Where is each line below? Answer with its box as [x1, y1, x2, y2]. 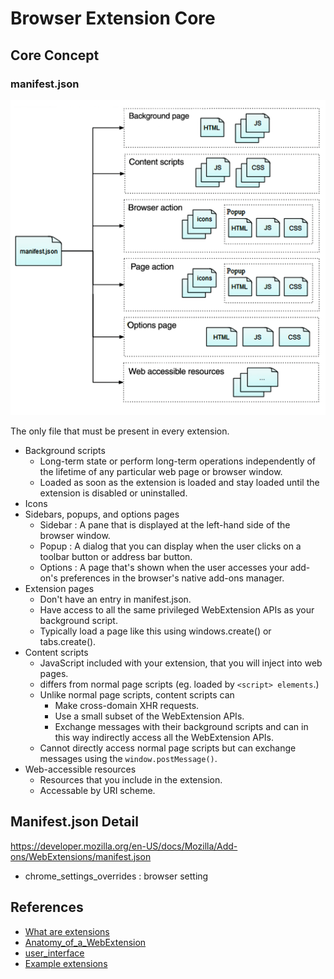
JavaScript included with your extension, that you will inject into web [39, 657, 323, 669]
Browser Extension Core [10, 7, 216, 30]
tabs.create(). [39, 635, 97, 647]
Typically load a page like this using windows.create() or [39, 625, 272, 637]
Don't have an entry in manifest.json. [39, 593, 192, 605]
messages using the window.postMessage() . [39, 752, 218, 764]
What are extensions [24, 925, 110, 937]
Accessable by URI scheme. [39, 784, 156, 796]
